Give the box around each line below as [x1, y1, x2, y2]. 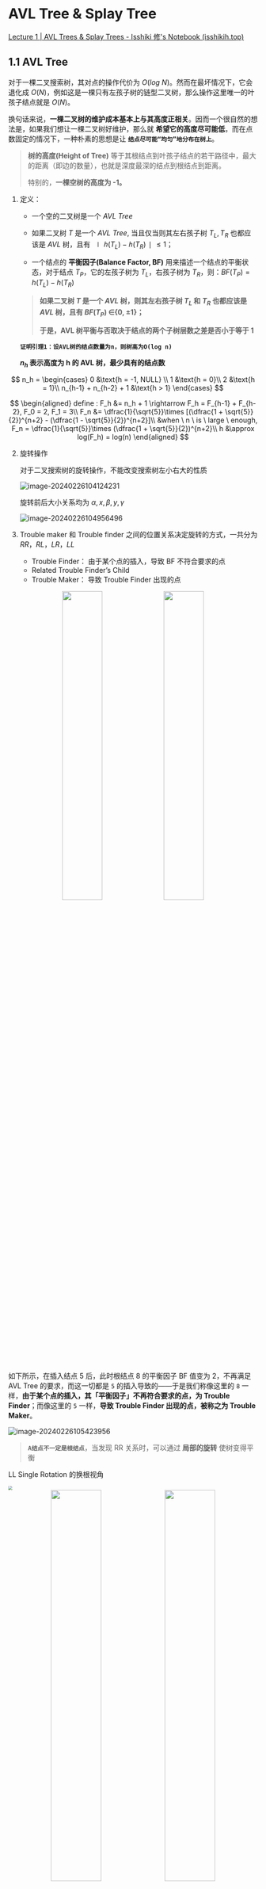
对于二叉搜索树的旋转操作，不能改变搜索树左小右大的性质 [19, 465, 207, 475]
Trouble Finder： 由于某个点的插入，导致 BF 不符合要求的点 [31, 556, 226, 567]
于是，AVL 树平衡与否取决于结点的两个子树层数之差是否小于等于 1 [39, 326, 254, 335]
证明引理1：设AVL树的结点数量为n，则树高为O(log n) [19, 342, 173, 351]
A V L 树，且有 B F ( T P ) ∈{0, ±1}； [39, 307, 144, 319]
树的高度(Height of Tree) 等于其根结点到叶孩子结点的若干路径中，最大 [27, 151, 256, 160]
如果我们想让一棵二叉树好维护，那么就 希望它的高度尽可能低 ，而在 [28, 124, 246, 133]
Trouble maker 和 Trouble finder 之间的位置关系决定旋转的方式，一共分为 [19, 530, 258, 540]
